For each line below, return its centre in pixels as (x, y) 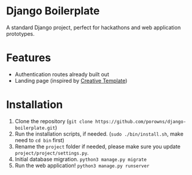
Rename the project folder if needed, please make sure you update (97, 146)
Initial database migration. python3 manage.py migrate (81, 159)
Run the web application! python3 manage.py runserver (82, 165)
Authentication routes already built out (62, 74)
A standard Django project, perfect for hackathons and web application (93, 27)
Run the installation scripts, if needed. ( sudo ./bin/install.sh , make (99, 134)
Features (29, 58)
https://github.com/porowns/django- (141, 121)
